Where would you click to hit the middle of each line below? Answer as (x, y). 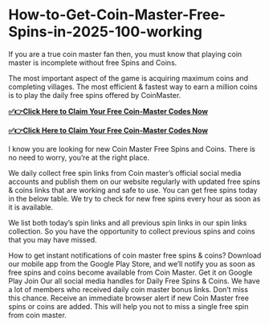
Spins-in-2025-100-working (106, 32)
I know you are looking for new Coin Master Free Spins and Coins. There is (132, 149)
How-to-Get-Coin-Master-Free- (117, 15)
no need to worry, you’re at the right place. (79, 157)
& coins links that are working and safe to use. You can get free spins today (133, 189)
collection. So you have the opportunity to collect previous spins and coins (132, 231)
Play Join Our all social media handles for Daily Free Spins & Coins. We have (134, 281)
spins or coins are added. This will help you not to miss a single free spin (128, 306)
